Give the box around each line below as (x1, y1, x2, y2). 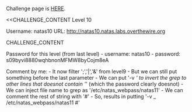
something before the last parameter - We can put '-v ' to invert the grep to (6, 74, 187, 81)
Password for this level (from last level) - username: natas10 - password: (6, 50, 181, 57)
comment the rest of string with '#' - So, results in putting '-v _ (6, 93, 156, 100)
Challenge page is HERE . (6, 5, 66, 12)
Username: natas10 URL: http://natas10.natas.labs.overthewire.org (6, 28, 165, 35)
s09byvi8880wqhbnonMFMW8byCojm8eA (6, 57, 109, 63)
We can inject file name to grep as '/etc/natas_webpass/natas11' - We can (6, 87, 183, 93)
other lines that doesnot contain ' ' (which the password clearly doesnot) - (6, 80, 184, 87)
